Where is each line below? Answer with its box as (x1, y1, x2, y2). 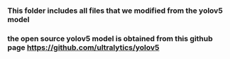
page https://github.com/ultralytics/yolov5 (7, 42, 160, 52)
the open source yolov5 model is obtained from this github (7, 33, 213, 43)
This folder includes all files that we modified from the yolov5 (7, 6, 224, 16)
